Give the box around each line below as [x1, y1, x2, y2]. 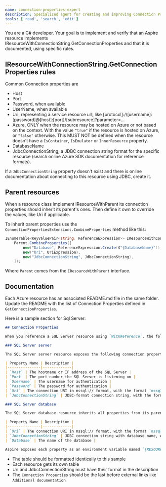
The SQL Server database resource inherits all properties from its [5, 411, 149, 416]
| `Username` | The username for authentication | [5, 379, 112, 384]
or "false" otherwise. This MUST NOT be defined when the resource [12, 133, 153, 138]
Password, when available [12, 101, 66, 107]
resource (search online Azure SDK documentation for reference [12, 154, 144, 160]
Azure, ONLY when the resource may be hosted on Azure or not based [12, 122, 157, 128]
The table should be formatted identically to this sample [12, 456, 126, 462]
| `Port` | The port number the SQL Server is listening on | [5, 374, 136, 380]
